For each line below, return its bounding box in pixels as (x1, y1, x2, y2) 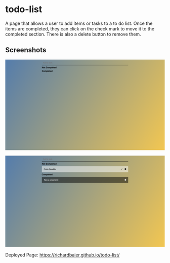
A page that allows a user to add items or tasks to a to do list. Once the (5, 20, 153, 26)
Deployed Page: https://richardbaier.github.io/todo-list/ (5, 252, 120, 258)
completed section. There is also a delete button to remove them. (5, 31, 141, 37)
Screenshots (5, 46, 47, 54)
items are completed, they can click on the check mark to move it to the (5, 25, 155, 31)
